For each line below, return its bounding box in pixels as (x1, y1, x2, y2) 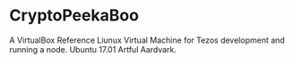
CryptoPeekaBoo (9, 5, 139, 26)
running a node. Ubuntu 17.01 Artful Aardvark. (9, 44, 177, 54)
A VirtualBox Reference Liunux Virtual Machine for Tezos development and (9, 35, 285, 45)
